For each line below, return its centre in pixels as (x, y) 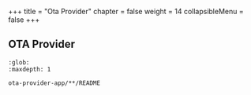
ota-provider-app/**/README (54, 83)
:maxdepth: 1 (30, 69)
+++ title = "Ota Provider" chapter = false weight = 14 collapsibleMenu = (126, 11)
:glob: (19, 62)
